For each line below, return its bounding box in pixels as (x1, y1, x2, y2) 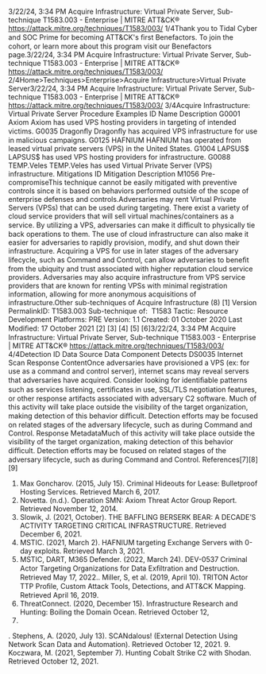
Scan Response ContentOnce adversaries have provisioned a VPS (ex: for (8, 358, 250, 367)
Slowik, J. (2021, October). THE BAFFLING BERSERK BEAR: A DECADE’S (19, 513, 256, 521)
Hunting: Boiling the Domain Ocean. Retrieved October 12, (19, 607, 210, 617)
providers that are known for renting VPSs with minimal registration (8, 281, 228, 290)
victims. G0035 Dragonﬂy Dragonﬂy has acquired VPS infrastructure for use (8, 126, 258, 136)
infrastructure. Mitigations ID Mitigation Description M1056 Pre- (8, 169, 216, 178)
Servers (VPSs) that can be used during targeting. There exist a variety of (8, 203, 249, 212)
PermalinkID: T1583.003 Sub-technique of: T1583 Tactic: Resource (8, 306, 229, 316)
